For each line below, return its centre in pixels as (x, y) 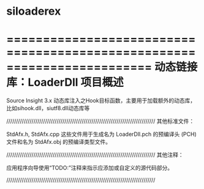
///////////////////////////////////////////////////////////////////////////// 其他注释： (95, 155)
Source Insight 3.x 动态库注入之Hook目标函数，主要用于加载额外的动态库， (101, 101)
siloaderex (34, 11)
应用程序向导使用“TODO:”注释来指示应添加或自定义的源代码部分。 (90, 168)
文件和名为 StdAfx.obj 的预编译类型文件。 (59, 142)
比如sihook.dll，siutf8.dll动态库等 (48, 108)
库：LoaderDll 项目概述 (65, 82)
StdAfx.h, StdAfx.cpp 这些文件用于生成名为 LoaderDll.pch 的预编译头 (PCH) (102, 134)
